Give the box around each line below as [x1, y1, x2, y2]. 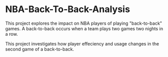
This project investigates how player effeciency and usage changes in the [5, 40, 159, 46]
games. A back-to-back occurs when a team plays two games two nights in [5, 25, 163, 31]
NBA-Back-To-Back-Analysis [5, 4, 130, 15]
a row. [5, 31, 18, 37]
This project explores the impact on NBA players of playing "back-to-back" [5, 20, 162, 26]
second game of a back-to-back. [5, 46, 75, 52]
